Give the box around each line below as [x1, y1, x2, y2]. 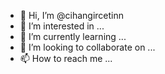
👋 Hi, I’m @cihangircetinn [19, 10, 125, 21]
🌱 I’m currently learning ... [19, 31, 127, 42]
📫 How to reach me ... [19, 53, 113, 64]
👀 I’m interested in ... [19, 20, 105, 32]
